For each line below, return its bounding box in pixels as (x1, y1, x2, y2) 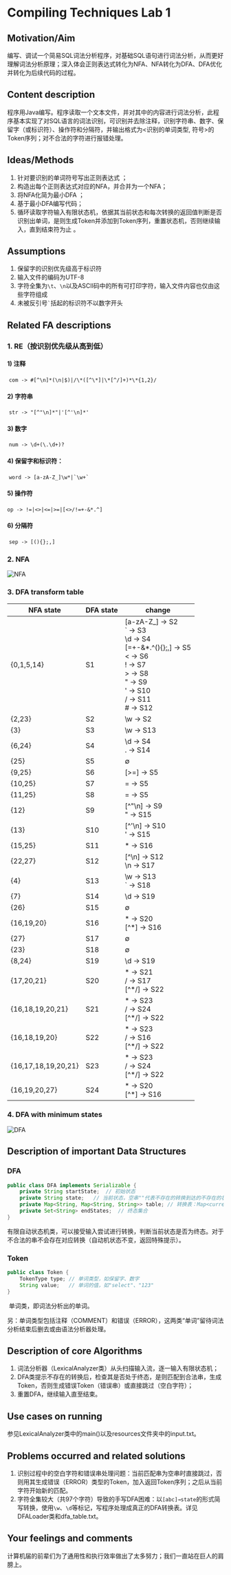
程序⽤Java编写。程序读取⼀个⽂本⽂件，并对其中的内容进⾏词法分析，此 (7, 108, 214, 116)
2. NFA (7, 554, 30, 564)
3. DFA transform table (7, 587, 85, 597)
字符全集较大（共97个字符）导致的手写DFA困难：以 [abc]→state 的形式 (16, 1495, 214, 1503)
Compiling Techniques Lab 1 (7, 5, 171, 21)
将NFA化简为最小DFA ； (16, 191, 85, 199)
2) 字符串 (7, 392, 33, 400)
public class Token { (7, 1269, 69, 1276)
